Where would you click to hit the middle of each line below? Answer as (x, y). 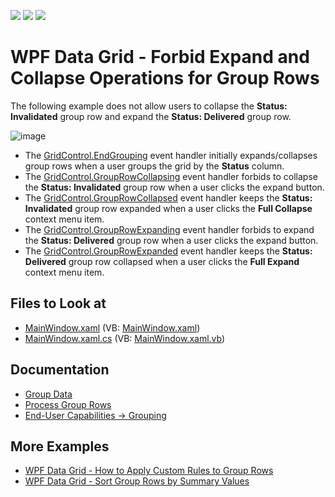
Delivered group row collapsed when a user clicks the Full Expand (162, 261)
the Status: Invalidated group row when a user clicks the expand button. (174, 187)
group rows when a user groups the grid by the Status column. (154, 166)
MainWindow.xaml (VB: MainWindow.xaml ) (112, 327)
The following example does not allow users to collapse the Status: (149, 106)
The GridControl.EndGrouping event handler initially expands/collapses (171, 155)
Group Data (48, 394)
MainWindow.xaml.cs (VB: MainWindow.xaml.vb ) (125, 338)
